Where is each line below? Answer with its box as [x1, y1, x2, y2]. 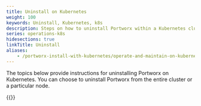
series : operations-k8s [6, 31, 66, 37]
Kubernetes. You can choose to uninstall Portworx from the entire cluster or [6, 76, 193, 83]
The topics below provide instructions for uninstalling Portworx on [6, 69, 169, 76]
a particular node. [6, 82, 50, 89]
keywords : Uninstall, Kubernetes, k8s [6, 20, 103, 26]
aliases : [6, 48, 28, 54]
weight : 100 [6, 14, 36, 20]
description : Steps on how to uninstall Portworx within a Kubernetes [6, 25, 186, 32]
